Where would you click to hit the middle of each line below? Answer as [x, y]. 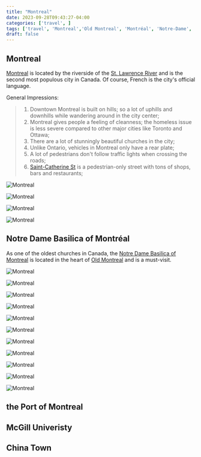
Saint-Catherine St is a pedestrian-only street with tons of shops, [110, 167]
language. [19, 85]
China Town [29, 448]
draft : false [22, 34]
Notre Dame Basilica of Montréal [68, 239]
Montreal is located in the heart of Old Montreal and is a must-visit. [89, 260]
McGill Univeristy [39, 427]
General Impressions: [32, 98]
